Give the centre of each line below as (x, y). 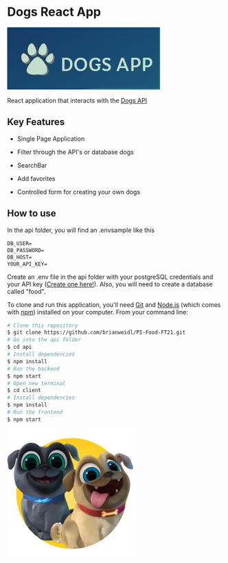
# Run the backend (33, 369)
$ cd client (24, 391)
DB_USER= (20, 243)
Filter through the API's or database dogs (75, 152)
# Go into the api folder (44, 340)
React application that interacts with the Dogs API (77, 100)
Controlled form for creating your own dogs (79, 192)
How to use (32, 214)
